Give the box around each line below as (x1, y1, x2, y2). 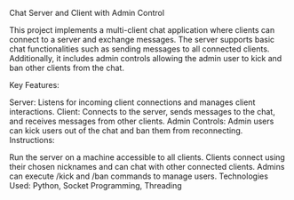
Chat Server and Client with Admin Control (9, 8, 165, 18)
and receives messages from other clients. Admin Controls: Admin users (9, 116, 274, 126)
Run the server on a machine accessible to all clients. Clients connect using (9, 152, 286, 163)
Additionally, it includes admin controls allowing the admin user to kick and (9, 53, 282, 63)
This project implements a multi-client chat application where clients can (9, 25, 275, 35)
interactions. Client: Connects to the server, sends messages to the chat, (9, 107, 275, 116)
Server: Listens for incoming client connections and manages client (9, 97, 256, 108)
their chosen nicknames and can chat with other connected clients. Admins (9, 162, 285, 172)
